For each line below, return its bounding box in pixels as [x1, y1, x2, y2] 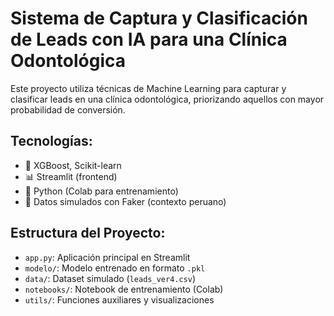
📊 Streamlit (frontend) [24, 170, 118, 182]
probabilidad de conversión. [10, 103, 126, 116]
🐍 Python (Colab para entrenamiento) [24, 185, 179, 197]
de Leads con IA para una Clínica [10, 28, 288, 51]
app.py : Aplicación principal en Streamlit [24, 251, 191, 263]
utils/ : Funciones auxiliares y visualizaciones [24, 293, 215, 306]
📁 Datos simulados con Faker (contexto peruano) [24, 195, 227, 207]
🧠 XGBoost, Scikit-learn [24, 159, 122, 171]
